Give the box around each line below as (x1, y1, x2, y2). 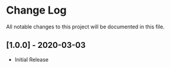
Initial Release (14, 56, 49, 63)
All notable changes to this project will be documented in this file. (6, 23, 165, 30)
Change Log (6, 4, 67, 17)
